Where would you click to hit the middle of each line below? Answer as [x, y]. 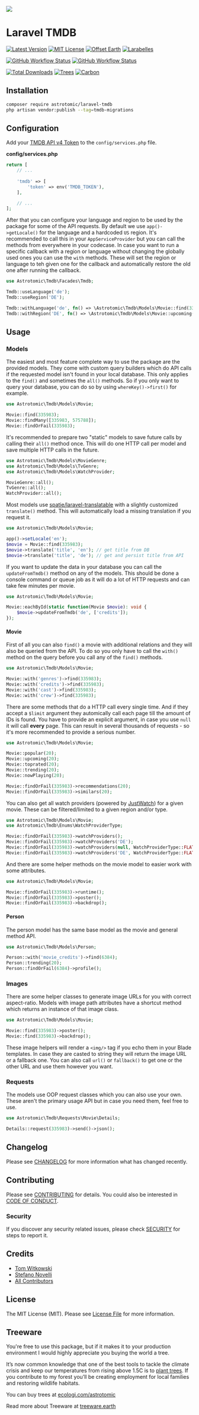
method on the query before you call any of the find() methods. [84, 657]
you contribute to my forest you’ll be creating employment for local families [98, 1377]
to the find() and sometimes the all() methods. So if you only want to [93, 381]
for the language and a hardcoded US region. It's [98, 233]
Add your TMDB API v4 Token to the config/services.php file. [81, 143]
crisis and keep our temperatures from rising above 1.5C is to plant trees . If [97, 1371]
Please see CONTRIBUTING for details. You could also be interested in [92, 1195]
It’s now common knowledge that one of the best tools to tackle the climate [98, 1364]
